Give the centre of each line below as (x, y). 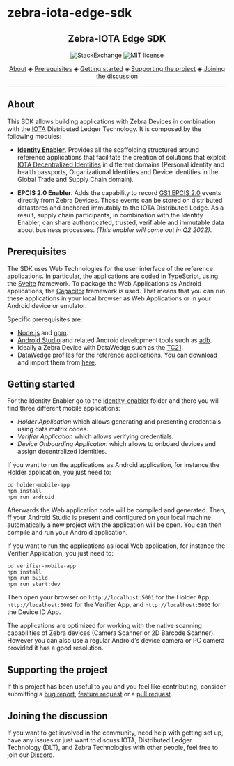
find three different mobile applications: (64, 408)
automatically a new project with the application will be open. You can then (115, 525)
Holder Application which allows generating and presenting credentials (119, 422)
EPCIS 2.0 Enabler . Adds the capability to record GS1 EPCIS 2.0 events (119, 192)
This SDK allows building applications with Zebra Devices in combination (111, 121)
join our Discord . (31, 755)
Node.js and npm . (43, 332)
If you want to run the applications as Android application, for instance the (114, 465)
